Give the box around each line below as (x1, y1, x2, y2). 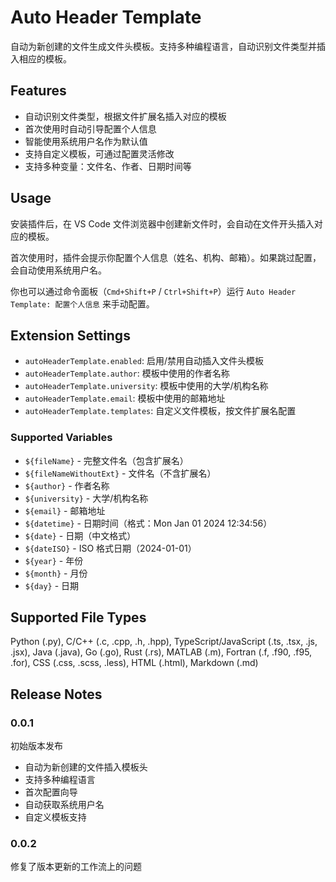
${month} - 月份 (24, 567, 88, 579)
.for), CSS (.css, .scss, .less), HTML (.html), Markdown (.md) (10, 657, 259, 669)
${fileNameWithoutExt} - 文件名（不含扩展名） (24, 467, 217, 479)
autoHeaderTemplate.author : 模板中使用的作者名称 (24, 367, 230, 380)
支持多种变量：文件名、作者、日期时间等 (24, 160, 192, 172)
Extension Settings (10, 327, 131, 344)
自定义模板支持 (24, 811, 87, 823)
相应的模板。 (18, 52, 72, 65)
